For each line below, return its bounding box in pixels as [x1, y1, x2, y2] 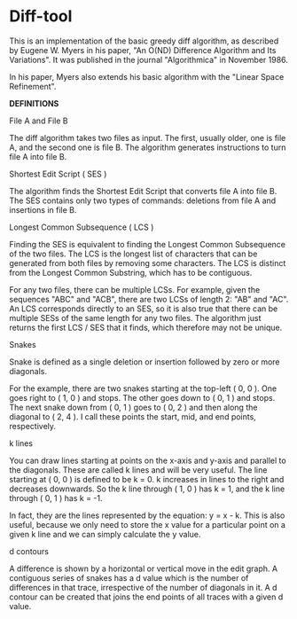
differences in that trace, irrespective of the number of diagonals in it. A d [9, 582, 277, 592]
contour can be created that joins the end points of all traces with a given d [9, 592, 284, 602]
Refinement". [9, 81, 57, 91]
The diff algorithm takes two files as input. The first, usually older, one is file [9, 132, 286, 143]
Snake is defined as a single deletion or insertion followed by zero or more [9, 357, 280, 367]
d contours [9, 545, 49, 556]
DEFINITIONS [9, 98, 59, 108]
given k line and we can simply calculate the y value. [9, 529, 201, 539]
